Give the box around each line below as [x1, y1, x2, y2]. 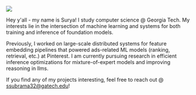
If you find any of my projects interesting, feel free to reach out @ [6, 76, 164, 83]
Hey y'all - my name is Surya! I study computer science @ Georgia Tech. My [6, 16, 190, 23]
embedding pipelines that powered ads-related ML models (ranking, [6, 47, 170, 53]
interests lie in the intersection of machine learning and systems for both [6, 23, 181, 29]
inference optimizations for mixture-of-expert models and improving [6, 59, 171, 65]
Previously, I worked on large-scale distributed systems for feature [6, 40, 167, 47]
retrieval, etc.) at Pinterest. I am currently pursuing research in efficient [6, 52, 177, 59]
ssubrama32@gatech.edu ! [6, 82, 70, 89]
